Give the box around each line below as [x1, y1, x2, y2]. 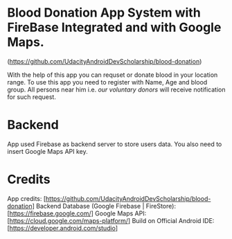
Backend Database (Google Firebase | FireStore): [35, 202, 177, 210]
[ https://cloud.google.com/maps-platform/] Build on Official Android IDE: [7, 216, 215, 224]
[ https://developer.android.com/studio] [7, 224, 118, 232]
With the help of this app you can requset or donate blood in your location [7, 71, 218, 79]
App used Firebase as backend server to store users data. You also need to [7, 140, 222, 148]
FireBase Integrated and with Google [7, 19, 222, 35]
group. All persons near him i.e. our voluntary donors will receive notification [7, 85, 226, 94]
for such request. [7, 92, 57, 101]
